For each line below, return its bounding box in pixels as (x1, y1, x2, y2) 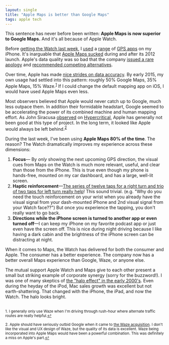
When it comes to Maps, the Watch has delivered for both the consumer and (5, 246, 164, 252)
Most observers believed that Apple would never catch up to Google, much (5, 98, 161, 104)
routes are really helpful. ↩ (5, 313, 52, 318)
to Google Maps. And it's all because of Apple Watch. (5, 36, 117, 42)
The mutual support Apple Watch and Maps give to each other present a (5, 267, 155, 273)
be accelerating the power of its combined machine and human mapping (5, 109, 156, 115)
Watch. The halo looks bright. (5, 294, 67, 300)
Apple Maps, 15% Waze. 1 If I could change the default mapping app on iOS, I (5, 82, 164, 89)
